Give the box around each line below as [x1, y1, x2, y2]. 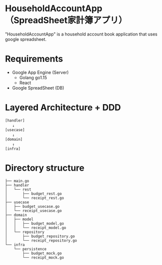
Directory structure [5, 162, 85, 173]
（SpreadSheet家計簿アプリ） [5, 15, 127, 26]
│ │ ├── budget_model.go [5, 221, 64, 226]
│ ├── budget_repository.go [5, 234, 75, 239]
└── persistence [14, 247, 47, 251]
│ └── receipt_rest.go [5, 195, 64, 200]
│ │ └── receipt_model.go [5, 225, 67, 230]
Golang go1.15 [19, 74, 47, 80]
